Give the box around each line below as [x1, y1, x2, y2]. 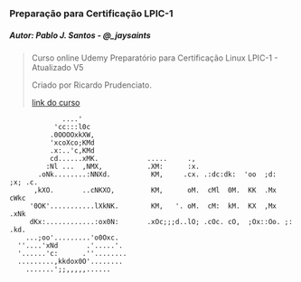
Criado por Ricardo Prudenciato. [31, 80, 152, 90]
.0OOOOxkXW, [49, 130, 95, 139]
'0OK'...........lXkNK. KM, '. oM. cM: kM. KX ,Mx [29, 202, 277, 211]
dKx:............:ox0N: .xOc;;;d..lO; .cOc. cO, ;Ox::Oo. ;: [29, 217, 294, 226]
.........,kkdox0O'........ [17, 257, 124, 266]
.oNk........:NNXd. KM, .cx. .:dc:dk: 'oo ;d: [37, 170, 277, 179]
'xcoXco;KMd [49, 138, 95, 147]
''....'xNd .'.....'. [17, 240, 124, 250]
